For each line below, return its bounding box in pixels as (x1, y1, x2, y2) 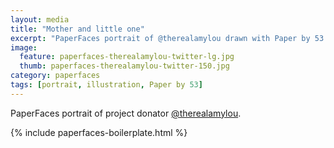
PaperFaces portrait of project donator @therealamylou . (10, 107, 242, 119)
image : (10, 42, 38, 53)
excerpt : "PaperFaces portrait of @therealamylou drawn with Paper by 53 (10, 33, 325, 43)
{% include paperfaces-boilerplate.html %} (10, 126, 188, 138)
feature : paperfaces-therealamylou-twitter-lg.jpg (19, 52, 235, 62)
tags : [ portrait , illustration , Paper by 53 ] (10, 80, 203, 90)
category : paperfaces (10, 71, 101, 81)
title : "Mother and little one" (10, 24, 145, 34)
